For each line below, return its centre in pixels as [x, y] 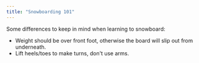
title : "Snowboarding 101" [40, 12]
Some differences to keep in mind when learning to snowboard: [86, 29]
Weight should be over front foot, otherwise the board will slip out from [104, 40]
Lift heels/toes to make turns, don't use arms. [72, 53]
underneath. [30, 47]
